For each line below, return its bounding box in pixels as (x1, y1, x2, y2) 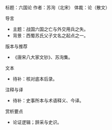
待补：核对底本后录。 (12, 76, 57, 82)
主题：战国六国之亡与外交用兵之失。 (12, 26, 89, 32)
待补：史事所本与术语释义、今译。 (12, 97, 84, 103)
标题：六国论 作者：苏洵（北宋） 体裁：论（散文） (5, 5, 110, 10)
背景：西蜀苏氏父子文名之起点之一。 (12, 33, 89, 38)
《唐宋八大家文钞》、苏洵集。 (12, 54, 73, 60)
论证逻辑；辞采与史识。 (12, 119, 62, 125)
